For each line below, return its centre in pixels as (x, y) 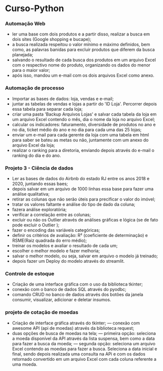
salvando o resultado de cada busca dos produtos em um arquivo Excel (84, 60)
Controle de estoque (30, 274)
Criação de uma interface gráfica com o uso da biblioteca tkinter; (77, 284)
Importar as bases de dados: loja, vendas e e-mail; (63, 99)
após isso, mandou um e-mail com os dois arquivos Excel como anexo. (83, 75)
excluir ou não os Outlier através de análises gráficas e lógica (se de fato (85, 220)
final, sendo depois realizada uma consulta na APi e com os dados (79, 354)
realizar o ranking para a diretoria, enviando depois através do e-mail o (83, 150)
